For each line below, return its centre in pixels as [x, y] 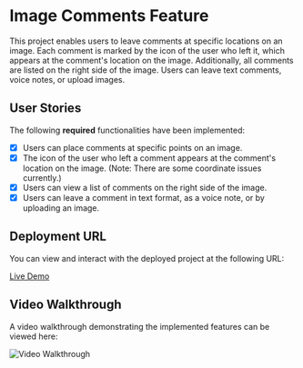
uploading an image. [61, 208]
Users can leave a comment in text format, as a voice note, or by [144, 197]
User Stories [45, 109]
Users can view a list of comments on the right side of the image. [145, 187]
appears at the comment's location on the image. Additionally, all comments [151, 60]
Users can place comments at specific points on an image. [132, 147]
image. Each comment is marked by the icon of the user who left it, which [147, 50]
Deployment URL [58, 237]
